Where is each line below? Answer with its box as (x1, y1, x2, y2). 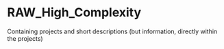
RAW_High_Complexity (7, 5, 142, 20)
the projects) (7, 34, 43, 42)
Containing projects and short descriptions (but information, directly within (7, 27, 218, 35)
